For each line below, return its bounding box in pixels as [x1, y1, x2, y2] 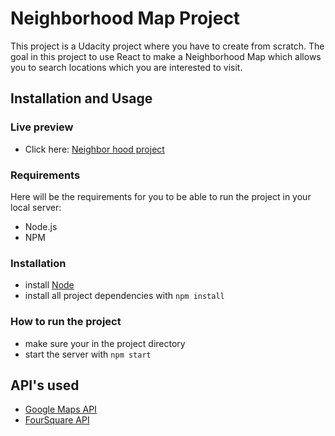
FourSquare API [24, 414, 90, 426]
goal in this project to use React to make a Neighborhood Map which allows [10, 50, 322, 62]
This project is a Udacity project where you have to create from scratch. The [10, 40, 325, 52]
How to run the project [10, 315, 122, 329]
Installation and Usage [10, 90, 153, 107]
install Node [24, 279, 75, 291]
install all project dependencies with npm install [24, 290, 225, 302]
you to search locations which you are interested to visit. [10, 61, 243, 73]
